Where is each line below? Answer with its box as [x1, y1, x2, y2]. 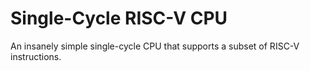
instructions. [10, 50, 62, 62]
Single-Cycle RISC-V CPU [10, 7, 228, 30]
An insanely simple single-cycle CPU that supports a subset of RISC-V [10, 40, 300, 52]
